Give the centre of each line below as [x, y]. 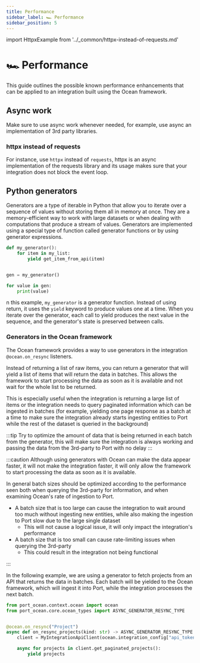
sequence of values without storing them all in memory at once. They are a [98, 211]
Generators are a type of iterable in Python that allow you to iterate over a [96, 206]
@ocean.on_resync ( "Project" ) [42, 627]
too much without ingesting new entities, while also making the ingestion [104, 514]
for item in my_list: [43, 254]
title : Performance [30, 12]
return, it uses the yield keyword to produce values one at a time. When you [100, 309]
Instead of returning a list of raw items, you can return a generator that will [97, 368]
